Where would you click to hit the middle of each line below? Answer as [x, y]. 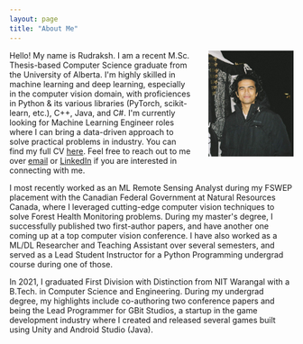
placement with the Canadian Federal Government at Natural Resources [143, 197]
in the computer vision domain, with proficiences [100, 94]
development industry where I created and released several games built [143, 320]
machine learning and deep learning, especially [97, 84]
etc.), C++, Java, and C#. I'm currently [104, 113]
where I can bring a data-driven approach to [92, 131]
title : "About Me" [44, 28]
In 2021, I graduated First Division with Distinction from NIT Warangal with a [150, 281]
